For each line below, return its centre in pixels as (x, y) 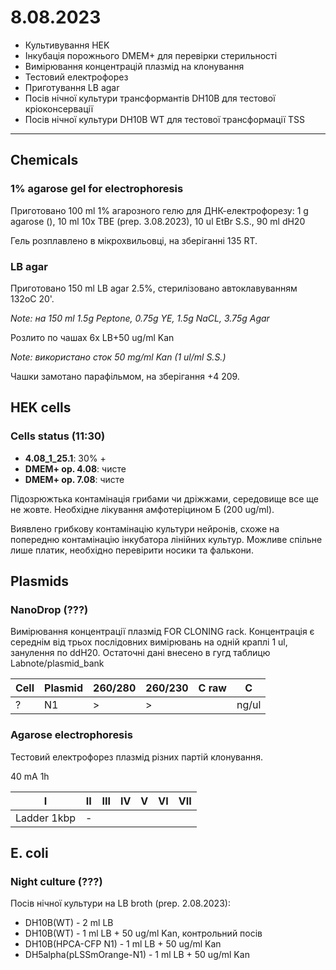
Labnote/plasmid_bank (57, 663)
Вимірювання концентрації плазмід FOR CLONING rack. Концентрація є (162, 632)
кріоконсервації (59, 108)
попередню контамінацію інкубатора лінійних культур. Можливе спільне (166, 539)
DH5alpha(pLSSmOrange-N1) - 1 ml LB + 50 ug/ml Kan (137, 955)
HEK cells (41, 407)
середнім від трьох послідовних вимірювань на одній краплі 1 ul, (149, 642)
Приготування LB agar (72, 87)
